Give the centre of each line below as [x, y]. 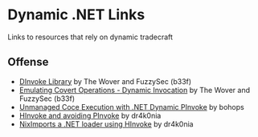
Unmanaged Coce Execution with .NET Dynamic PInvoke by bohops [131, 107]
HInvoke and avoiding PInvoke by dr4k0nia [90, 115]
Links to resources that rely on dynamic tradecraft [90, 37]
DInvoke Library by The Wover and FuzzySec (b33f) [105, 81]
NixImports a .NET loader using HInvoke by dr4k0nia [106, 124]
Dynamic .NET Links [76, 15]
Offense [28, 62]
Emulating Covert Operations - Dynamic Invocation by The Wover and [135, 90]
